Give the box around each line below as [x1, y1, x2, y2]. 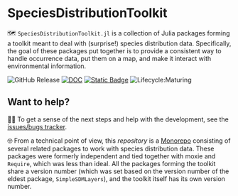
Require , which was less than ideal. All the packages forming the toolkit [7, 159, 216, 168]
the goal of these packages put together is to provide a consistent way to [7, 46, 222, 55]
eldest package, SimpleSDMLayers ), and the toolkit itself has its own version [7, 174, 226, 183]
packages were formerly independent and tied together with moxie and [7, 151, 216, 160]
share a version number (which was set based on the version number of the [7, 167, 229, 175]
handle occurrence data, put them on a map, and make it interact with [7, 54, 212, 62]
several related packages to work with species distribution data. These [7, 144, 215, 153]
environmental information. [7, 62, 87, 70]
